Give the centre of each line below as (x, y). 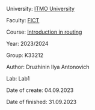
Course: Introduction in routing (44, 32)
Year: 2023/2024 (28, 44)
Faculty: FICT (23, 20)
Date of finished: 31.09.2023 (41, 102)
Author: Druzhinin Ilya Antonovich (48, 67)
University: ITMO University (41, 9)
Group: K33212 (25, 55)
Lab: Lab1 (18, 78)
